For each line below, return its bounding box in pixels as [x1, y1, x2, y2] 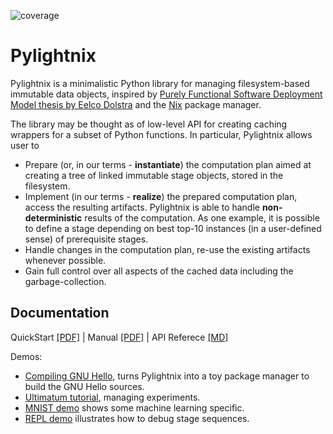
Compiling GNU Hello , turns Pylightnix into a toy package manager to [24, 370, 310, 382]
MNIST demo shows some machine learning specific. [24, 401, 245, 414]
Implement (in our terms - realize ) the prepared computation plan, [24, 190, 298, 202]
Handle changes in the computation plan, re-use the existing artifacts [24, 243, 311, 255]
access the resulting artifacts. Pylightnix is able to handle [24, 201, 260, 213]
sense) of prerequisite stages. [24, 233, 149, 245]
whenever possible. [24, 254, 107, 266]
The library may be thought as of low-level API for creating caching [10, 118, 288, 130]
